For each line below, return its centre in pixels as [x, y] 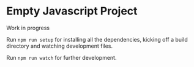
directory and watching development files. [60, 46]
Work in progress [28, 28]
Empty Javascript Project [72, 11]
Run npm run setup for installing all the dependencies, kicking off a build [97, 39]
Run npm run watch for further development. [62, 57]
